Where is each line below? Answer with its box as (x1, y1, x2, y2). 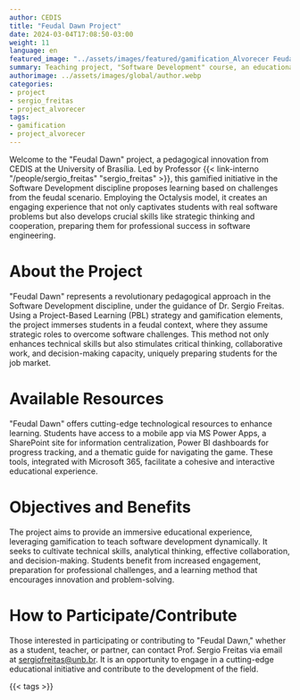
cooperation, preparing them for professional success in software (9, 220, 251, 231)
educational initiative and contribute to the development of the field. (9, 663, 259, 674)
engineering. (9, 230, 56, 240)
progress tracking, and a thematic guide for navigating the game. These (9, 446, 274, 457)
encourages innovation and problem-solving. (9, 574, 175, 585)
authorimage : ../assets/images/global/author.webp (9, 72, 202, 80)
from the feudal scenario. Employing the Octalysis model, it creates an (9, 191, 268, 202)
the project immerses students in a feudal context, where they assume (9, 319, 269, 330)
